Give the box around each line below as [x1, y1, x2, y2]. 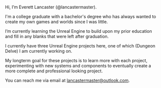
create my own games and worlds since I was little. [5, 19, 108, 24]
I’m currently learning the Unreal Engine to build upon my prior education [5, 28, 152, 34]
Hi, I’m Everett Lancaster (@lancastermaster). [5, 4, 97, 10]
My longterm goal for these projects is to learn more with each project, [5, 58, 148, 63]
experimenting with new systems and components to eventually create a [5, 63, 151, 68]
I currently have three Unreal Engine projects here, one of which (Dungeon [5, 43, 156, 48]
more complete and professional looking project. [5, 68, 103, 74]
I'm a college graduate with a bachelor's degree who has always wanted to [5, 14, 157, 19]
